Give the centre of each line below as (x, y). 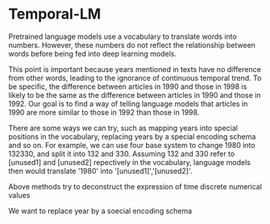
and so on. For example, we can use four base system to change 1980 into (132, 145)
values (19, 195)
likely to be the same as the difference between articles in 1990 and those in (135, 95)
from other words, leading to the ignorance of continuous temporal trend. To (135, 78)
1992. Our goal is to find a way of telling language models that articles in (128, 104)
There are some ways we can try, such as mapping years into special (123, 128)
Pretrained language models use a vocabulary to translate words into (123, 36)
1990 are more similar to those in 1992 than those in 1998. (104, 112)
